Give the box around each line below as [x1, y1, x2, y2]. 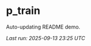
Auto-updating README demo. [6, 23, 80, 30]
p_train [6, 4, 41, 17]
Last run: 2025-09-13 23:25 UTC [6, 34, 86, 41]
